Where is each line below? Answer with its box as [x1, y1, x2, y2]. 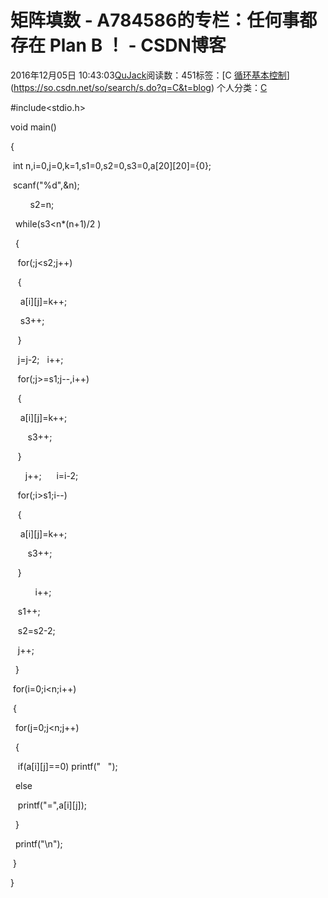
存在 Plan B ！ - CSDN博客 [10, 34, 227, 57]
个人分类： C [216, 81, 268, 93]
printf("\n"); [14, 837, 63, 850]
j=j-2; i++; [17, 353, 64, 365]
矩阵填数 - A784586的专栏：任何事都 [10, 9, 318, 32]
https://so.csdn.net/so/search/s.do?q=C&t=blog [13, 81, 212, 93]
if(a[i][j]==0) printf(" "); [17, 760, 118, 772]
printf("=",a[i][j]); [17, 799, 87, 811]
